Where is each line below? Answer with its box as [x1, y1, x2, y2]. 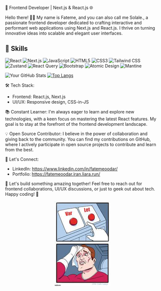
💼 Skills [5, 44, 28, 53]
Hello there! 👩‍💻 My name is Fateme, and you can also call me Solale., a [5, 15, 148, 20]
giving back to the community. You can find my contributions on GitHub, [5, 136, 151, 142]
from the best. [5, 146, 34, 152]
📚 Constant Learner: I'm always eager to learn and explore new [5, 109, 134, 114]
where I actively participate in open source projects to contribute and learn [5, 141, 156, 147]
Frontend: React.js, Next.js [12, 94, 66, 100]
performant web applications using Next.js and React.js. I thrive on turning [5, 25, 156, 31]
